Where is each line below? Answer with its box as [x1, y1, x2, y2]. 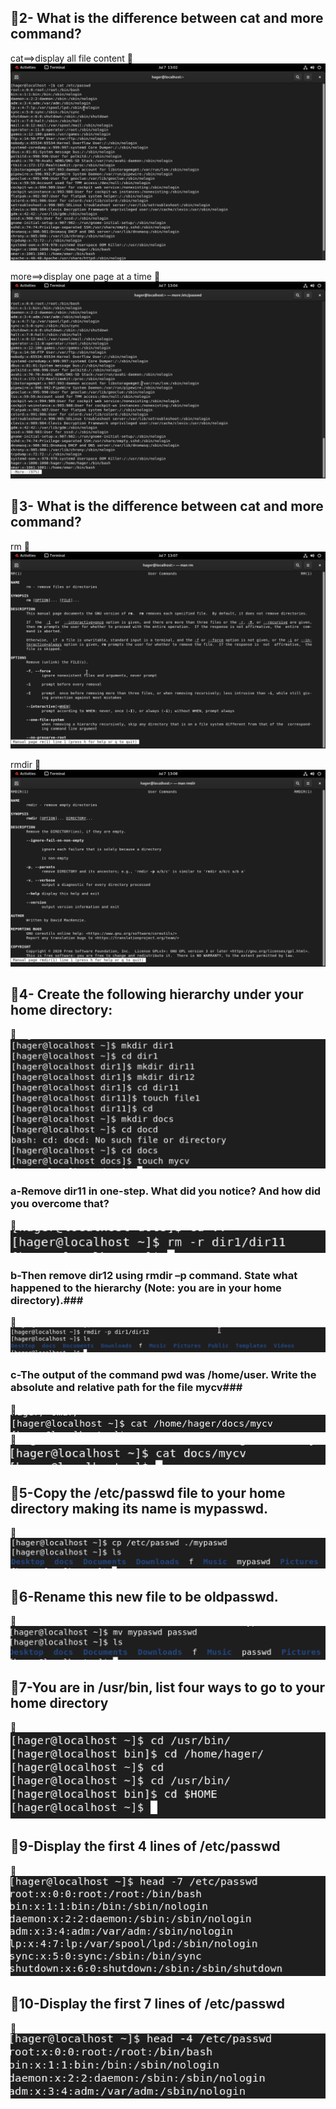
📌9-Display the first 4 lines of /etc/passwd [10, 1838, 281, 1855]
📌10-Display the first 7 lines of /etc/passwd [10, 1996, 286, 2013]
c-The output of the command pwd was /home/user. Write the [10, 1368, 317, 1382]
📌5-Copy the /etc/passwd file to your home [10, 1484, 286, 1501]
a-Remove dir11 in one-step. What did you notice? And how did [10, 1184, 322, 1198]
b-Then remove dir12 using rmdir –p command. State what [10, 1268, 298, 1282]
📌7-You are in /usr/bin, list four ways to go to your [10, 1679, 326, 1696]
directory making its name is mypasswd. [10, 1500, 268, 1517]
